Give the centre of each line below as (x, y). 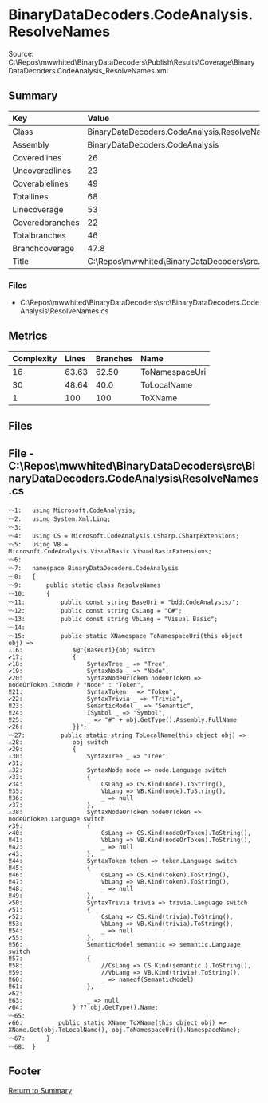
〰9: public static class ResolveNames (85, 585)
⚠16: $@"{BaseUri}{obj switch (82, 650)
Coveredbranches (46, 223)
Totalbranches (39, 235)
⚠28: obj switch (59, 743)
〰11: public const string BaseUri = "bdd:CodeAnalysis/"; (124, 603)
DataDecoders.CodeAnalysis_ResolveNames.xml (89, 70)
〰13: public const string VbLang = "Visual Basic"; (113, 620)
